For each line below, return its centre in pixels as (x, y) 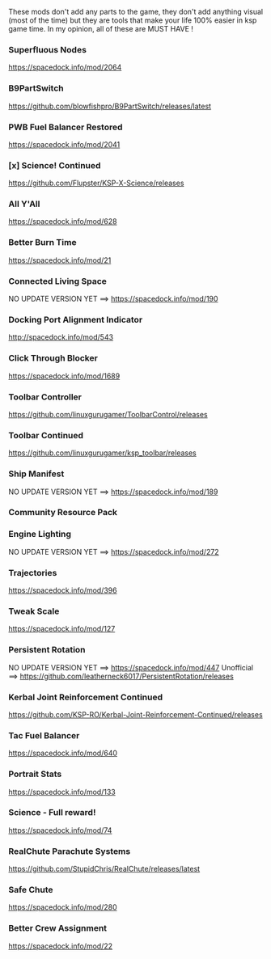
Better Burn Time (42, 243)
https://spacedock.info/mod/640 (63, 753)
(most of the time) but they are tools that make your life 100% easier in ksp (133, 20)
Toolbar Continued (46, 435)
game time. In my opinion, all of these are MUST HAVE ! (101, 29)
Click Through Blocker (53, 358)
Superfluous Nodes (48, 49)
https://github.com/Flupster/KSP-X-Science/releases (96, 183)
